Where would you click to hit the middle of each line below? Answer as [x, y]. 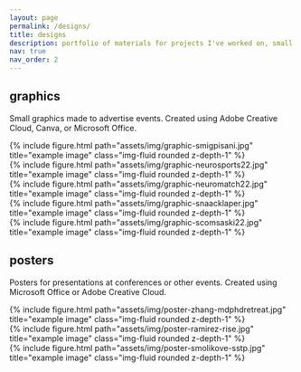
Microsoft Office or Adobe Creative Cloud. [88, 291]
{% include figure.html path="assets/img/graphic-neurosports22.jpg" [139, 165]
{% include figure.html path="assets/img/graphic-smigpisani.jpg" [131, 145]
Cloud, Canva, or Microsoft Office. [73, 128]
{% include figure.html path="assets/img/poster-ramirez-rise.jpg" [132, 329]
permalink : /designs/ [50, 26]
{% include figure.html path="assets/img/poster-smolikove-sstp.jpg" [137, 348]
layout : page [34, 18]
